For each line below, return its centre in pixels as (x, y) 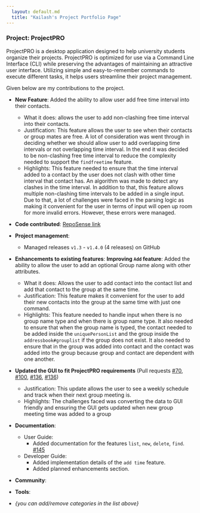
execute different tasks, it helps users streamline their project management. (99, 76)
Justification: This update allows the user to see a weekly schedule (106, 388)
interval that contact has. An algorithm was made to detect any (101, 181)
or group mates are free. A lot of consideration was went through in (107, 136)
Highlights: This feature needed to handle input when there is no (103, 314)
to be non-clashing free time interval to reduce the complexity (100, 155)
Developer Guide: (45, 456)
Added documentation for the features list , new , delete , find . (109, 443)
